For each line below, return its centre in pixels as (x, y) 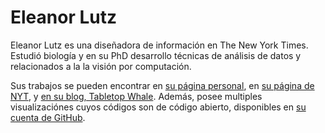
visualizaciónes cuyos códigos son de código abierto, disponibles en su (158, 107)
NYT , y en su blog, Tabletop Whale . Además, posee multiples (136, 96)
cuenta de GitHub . (48, 117)
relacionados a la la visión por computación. (101, 66)
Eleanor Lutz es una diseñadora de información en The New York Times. (159, 45)
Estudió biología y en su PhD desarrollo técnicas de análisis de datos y (156, 55)
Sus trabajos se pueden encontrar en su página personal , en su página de (162, 85)
